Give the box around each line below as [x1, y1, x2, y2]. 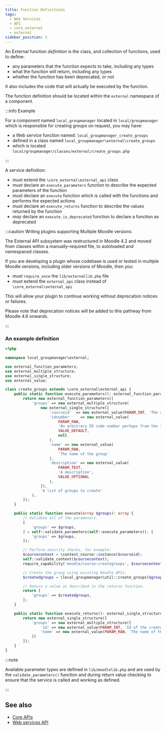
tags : [5, 12, 16, 17]
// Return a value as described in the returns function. [23, 584, 145, 589]
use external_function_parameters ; [5, 364, 79, 369]
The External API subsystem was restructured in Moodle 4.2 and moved [5, 238, 152, 244]
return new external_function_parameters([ [23, 396, 114, 401]
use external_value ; [5, 378, 48, 383]
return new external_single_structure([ [23, 616, 107, 621]
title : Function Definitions [5, 7, 65, 12]
